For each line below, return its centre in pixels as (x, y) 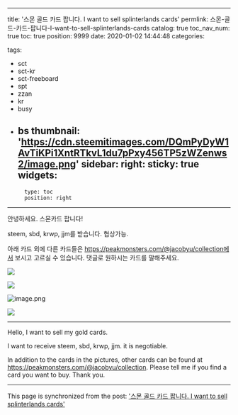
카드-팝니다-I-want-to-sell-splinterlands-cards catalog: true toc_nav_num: (123, 28)
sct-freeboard (38, 78)
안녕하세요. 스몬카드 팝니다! (45, 218)
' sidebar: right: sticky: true (137, 164)
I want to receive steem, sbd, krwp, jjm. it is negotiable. (88, 345)
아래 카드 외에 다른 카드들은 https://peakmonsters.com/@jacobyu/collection (115, 248)
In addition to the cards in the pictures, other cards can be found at (105, 360)
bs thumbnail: (49, 131)
